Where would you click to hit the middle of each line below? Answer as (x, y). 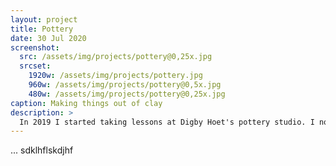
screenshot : (35, 47)
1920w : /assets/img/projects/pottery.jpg (115, 76)
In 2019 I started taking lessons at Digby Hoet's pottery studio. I (167, 122)
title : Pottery (42, 29)
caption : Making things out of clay (86, 103)
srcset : (35, 66)
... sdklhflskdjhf (42, 150)
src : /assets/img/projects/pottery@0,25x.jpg (116, 57)
